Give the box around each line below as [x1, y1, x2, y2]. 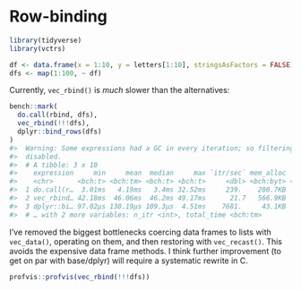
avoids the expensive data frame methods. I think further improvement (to [9, 245, 282, 256]
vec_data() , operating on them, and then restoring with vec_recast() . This [9, 235, 282, 247]
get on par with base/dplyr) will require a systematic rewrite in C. [9, 255, 249, 266]
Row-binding [9, 6, 107, 27]
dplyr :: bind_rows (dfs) [17, 127, 102, 136]
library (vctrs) [9, 44, 66, 53]
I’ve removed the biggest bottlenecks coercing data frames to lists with [9, 226, 271, 237]
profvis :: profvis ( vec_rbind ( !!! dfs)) [9, 272, 150, 281]
